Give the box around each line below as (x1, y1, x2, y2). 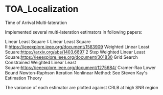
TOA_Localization (5, 3, 79, 15)
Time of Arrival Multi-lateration (5, 20, 67, 25)
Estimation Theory (5, 75, 42, 81)
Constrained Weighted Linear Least (5, 59, 76, 65)
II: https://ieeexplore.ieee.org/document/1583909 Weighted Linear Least (5, 44, 150, 49)
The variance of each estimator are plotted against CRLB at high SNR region (5, 84, 159, 90)
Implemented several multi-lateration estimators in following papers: (5, 29, 142, 35)
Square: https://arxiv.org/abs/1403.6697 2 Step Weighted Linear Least (5, 49, 145, 55)
